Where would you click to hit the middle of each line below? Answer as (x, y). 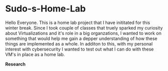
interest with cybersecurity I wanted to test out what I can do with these (79, 49)
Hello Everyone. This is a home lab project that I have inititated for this (78, 22)
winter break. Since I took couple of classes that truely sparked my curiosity (84, 27)
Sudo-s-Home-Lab (46, 9)
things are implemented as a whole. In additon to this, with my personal (79, 43)
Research (16, 64)
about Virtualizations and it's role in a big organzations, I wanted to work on (83, 33)
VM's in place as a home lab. (35, 54)
